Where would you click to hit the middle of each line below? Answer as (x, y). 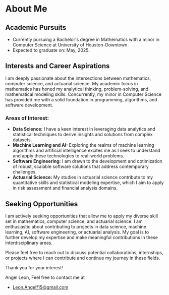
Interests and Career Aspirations (58, 66)
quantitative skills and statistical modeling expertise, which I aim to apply (88, 183)
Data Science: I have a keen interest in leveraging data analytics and (84, 129)
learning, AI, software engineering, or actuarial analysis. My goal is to (77, 232)
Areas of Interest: (27, 118)
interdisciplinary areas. (29, 243)
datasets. (22, 140)
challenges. (24, 172)
